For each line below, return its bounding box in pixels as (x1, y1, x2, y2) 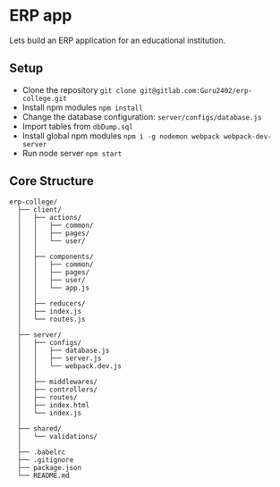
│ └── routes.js (17, 315, 87, 323)
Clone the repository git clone (21, 84, 137, 95)
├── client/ (17, 205, 63, 214)
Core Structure (9, 173, 94, 189)
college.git (21, 94, 67, 103)
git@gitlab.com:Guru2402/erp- (140, 86, 253, 95)
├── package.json (17, 463, 82, 472)
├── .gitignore (17, 455, 74, 465)
